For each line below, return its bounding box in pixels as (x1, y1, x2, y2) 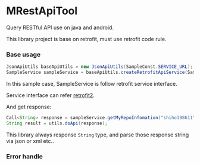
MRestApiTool (6, 4, 78, 18)
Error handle (6, 152, 43, 160)
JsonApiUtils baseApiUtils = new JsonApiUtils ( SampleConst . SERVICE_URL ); (6, 64, 193, 70)
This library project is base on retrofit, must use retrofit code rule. (6, 35, 167, 42)
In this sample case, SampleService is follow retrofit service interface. (6, 80, 177, 87)
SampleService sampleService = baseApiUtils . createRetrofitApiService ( (6, 70, 187, 76)
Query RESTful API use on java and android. (6, 24, 114, 31)
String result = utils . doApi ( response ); (6, 120, 108, 126)
